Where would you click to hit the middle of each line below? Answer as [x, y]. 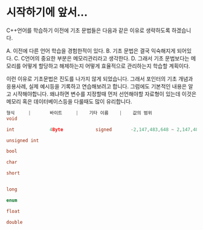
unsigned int [23, 140]
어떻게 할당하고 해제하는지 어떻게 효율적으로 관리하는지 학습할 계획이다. [106, 66]
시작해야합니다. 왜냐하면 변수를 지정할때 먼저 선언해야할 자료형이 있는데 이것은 [105, 94]
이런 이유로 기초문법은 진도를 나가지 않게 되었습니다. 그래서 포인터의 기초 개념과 [100, 79]
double [14, 222]
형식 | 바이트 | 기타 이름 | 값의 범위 [79, 113]
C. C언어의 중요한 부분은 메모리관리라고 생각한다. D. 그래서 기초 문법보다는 [102, 58]
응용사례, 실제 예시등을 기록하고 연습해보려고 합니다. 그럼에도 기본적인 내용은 [97, 86]
